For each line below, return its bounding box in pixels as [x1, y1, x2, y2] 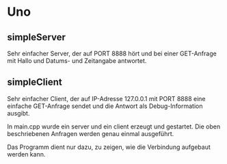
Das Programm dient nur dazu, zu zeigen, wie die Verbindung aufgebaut [7, 143, 211, 151]
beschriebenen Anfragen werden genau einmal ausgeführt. [7, 129, 174, 137]
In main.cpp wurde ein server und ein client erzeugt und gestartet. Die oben [7, 122, 221, 131]
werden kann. [7, 150, 46, 158]
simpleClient [7, 77, 63, 88]
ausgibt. [7, 109, 30, 117]
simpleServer [7, 31, 66, 43]
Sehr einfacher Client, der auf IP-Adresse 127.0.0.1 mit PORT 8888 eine [7, 94, 206, 102]
